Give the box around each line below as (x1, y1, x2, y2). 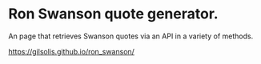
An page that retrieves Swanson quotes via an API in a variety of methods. (8, 31, 254, 41)
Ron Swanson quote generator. (8, 5, 219, 23)
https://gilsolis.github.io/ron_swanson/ (8, 46, 135, 56)
